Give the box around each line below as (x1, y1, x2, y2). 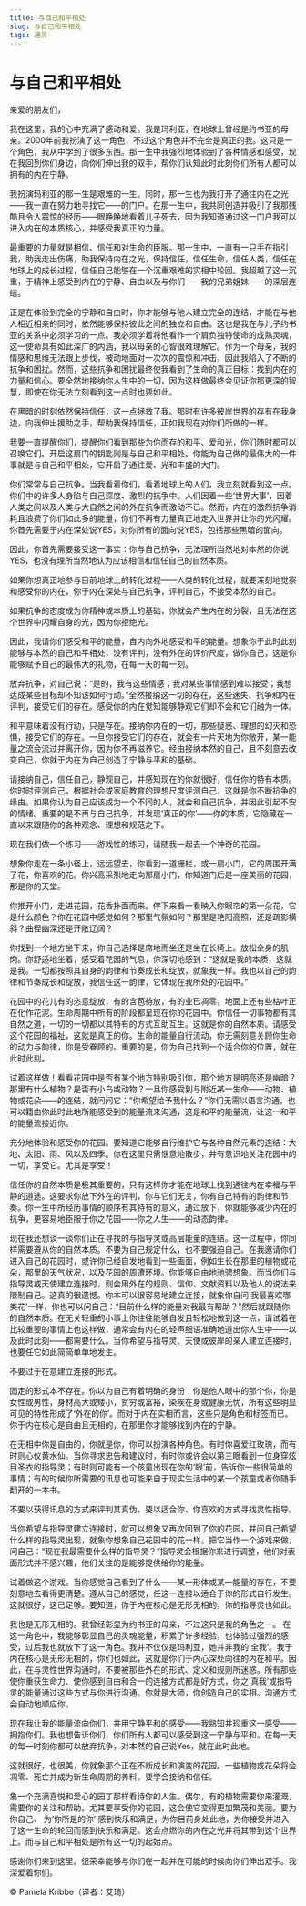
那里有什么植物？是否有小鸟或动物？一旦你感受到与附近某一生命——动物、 (9, 1083, 289, 1094)
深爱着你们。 (9, 1867, 57, 1878)
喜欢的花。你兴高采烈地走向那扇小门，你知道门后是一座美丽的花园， (40, 869, 297, 880)
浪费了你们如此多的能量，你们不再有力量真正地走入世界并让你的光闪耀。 (25, 513, 297, 524)
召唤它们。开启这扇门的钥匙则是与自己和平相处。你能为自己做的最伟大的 (9, 448, 280, 459)
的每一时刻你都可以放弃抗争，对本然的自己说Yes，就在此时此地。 (9, 1741, 255, 1752)
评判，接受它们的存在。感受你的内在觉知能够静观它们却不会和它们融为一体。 (9, 701, 297, 712)
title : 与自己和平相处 (9, 13, 87, 23)
